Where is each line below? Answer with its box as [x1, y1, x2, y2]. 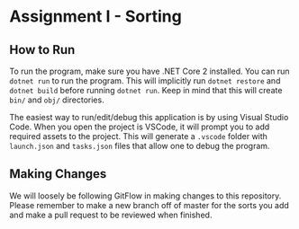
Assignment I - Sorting [9, 6, 182, 27]
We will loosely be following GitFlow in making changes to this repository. [9, 190, 282, 201]
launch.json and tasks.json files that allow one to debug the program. [9, 141, 270, 151]
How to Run [9, 42, 76, 57]
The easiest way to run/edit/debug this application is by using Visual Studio [9, 112, 289, 122]
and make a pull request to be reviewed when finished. [9, 209, 213, 220]
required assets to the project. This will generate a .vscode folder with [9, 131, 268, 141]
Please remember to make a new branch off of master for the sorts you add [9, 199, 290, 210]
